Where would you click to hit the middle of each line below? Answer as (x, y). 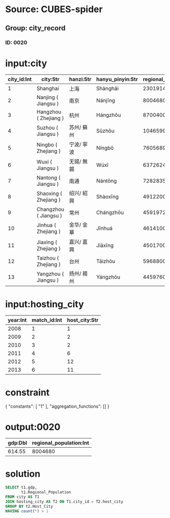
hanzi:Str (80, 79)
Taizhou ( (48, 258)
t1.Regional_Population (46, 492)
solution (23, 474)
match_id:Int (47, 320)
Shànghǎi (107, 89)
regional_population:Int (61, 443)
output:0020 (33, 427)
